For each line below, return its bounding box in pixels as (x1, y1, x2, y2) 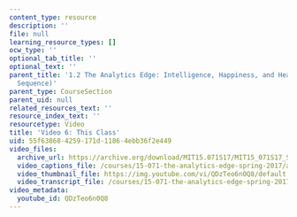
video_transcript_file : (17, 178, 104, 187)
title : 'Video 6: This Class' (9, 128, 121, 137)
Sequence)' (17, 79, 57, 88)
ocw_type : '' (9, 46, 57, 55)
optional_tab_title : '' (9, 54, 97, 63)
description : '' (9, 21, 69, 30)
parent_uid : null (9, 95, 73, 105)
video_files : (9, 144, 57, 153)
